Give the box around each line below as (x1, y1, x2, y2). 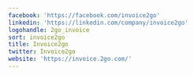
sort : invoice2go (8, 33, 65, 41)
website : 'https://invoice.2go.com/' (8, 55, 132, 63)
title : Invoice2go (8, 41, 69, 48)
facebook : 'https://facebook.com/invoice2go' (8, 11, 160, 20)
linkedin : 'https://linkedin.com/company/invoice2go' (8, 19, 189, 27)
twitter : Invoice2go (8, 48, 76, 55)
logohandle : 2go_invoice (8, 26, 90, 34)
